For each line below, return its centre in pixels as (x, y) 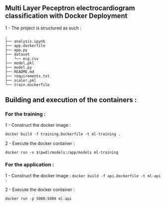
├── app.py (16, 50)
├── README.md (20, 71)
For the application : (30, 165)
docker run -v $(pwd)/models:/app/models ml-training (62, 152)
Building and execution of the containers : (71, 100)
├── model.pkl (20, 63)
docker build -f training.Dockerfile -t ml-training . (63, 134)
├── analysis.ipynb (25, 41)
